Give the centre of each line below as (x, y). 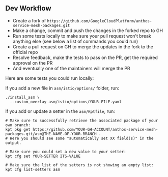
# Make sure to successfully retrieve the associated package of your (82, 121)
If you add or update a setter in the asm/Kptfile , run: (60, 111)
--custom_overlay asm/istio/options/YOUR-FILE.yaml (66, 102)
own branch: (18, 125)
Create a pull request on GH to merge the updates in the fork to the (83, 47)
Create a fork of (29, 20)
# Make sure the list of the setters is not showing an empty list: (79, 165)
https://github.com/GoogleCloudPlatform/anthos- (100, 21)
